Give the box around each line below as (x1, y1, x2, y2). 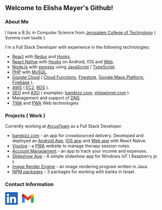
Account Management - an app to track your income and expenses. (12, 148, 148, 154)
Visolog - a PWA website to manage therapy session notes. (12, 143, 130, 149)
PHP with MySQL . (12, 69, 48, 75)
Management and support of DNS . (12, 95, 81, 101)
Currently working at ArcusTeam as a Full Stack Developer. (5, 123, 122, 129)
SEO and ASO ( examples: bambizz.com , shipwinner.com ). (12, 89, 130, 95)
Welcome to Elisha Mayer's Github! (5, 4, 113, 12)
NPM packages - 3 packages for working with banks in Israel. (12, 169, 136, 175)
